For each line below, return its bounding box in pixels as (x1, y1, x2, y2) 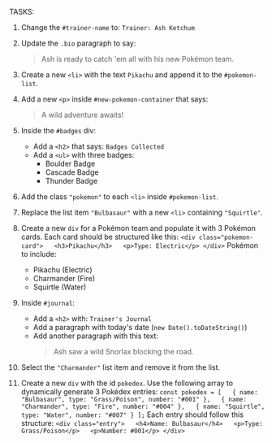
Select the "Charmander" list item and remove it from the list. (20, 363, 221, 372)
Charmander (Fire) (32, 274, 96, 283)
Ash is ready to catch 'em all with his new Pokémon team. (41, 54, 235, 63)
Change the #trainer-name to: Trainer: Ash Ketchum (20, 23, 196, 32)
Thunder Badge (45, 176, 98, 185)
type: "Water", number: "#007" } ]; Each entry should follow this (20, 410, 244, 419)
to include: (20, 250, 57, 258)
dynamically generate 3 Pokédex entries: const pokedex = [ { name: (20, 387, 258, 397)
